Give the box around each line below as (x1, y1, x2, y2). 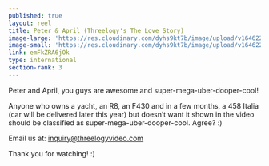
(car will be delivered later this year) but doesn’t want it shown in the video (8, 109, 255, 119)
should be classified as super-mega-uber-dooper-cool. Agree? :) (8, 117, 223, 128)
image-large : (8, 34, 52, 42)
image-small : (8, 41, 52, 49)
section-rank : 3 (8, 64, 62, 72)
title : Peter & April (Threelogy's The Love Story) (8, 26, 184, 34)
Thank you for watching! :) (8, 148, 96, 158)
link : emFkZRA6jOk (8, 49, 70, 57)
